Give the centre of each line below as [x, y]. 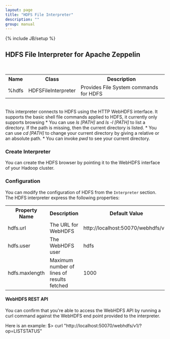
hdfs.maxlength [26, 273]
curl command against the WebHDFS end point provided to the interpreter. [83, 316]
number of [62, 267]
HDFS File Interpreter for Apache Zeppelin [73, 54]
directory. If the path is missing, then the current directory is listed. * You [81, 128]
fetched [59, 285]
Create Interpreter [28, 152]
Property [26, 210]
